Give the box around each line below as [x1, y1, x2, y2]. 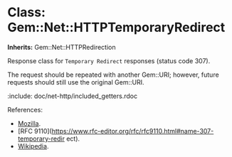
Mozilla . [17, 119, 41, 128]
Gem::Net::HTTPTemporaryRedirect [7, 19, 226, 36]
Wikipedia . [17, 141, 49, 150]
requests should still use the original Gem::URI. [7, 77, 144, 86]
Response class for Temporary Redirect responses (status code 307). [7, 56, 211, 65]
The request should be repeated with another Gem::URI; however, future [7, 70, 219, 79]
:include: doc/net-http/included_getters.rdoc [7, 92, 137, 100]
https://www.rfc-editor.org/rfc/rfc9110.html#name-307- [51, 126, 214, 135]
